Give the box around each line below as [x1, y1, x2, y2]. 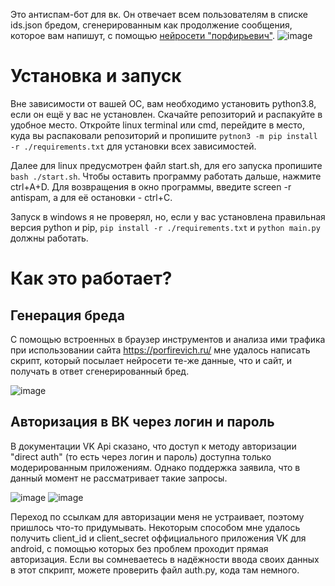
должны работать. [10, 232, 89, 244]
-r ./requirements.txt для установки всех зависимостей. [10, 140, 257, 152]
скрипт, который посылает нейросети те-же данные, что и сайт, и [10, 354, 293, 366]
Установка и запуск [10, 65, 182, 88]
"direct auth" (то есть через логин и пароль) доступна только [10, 450, 272, 463]
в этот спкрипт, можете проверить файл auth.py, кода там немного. [10, 564, 300, 576]
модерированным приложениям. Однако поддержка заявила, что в [10, 461, 301, 473]
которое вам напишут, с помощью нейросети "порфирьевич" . [10, 30, 276, 41]
